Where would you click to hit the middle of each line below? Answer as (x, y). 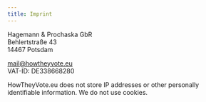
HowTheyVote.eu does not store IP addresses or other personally (103, 85)
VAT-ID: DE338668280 (41, 71)
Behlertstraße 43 (32, 42)
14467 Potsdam (30, 49)
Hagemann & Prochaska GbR (50, 34)
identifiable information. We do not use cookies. (78, 92)
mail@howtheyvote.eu (40, 63)
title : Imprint (30, 14)
